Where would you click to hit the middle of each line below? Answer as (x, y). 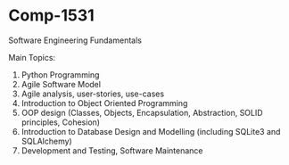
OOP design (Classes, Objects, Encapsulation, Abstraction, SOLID (142, 112)
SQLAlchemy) (46, 141)
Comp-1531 (51, 16)
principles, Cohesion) (60, 122)
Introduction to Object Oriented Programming (104, 103)
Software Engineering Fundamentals (75, 40)
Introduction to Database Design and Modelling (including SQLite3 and (151, 131)
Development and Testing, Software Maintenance (112, 150)
